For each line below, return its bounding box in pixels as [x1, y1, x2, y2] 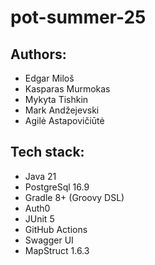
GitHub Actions [24, 223, 88, 235]
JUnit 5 [24, 212, 55, 225]
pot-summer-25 [10, 6, 147, 29]
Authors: [10, 46, 67, 63]
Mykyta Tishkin [24, 94, 89, 105]
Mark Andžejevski [24, 104, 100, 116]
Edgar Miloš [24, 72, 75, 84]
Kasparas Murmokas [24, 83, 111, 95]
